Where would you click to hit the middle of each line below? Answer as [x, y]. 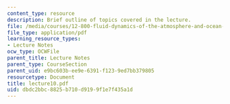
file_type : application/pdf [47, 32]
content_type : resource [41, 13]
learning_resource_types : [44, 39]
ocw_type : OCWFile [33, 52]
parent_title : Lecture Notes [49, 58]
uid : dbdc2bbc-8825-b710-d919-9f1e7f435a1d [70, 90]
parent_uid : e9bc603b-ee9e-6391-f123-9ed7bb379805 [81, 70]
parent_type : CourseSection [47, 64]
